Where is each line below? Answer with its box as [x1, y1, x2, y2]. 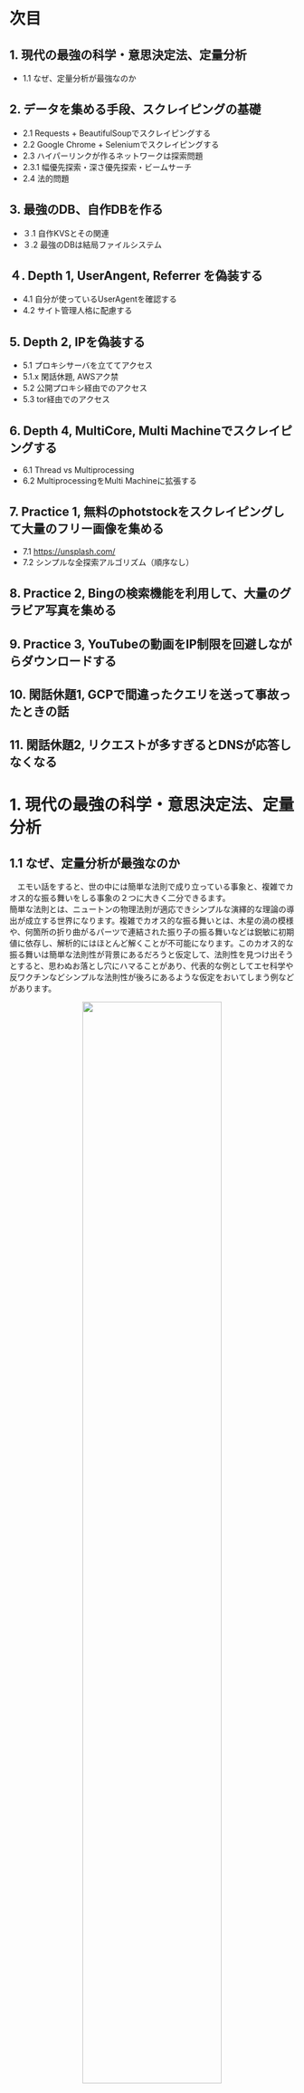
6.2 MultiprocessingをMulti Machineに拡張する [22, 475, 197, 486]
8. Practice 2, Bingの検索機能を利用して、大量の [9, 586, 280, 601]
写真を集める [44, 603, 117, 619]
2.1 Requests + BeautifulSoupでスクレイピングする [22, 128, 211, 139]
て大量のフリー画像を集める [9, 522, 165, 537]
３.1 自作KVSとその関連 [22, 227, 109, 238]
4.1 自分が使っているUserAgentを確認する [22, 293, 178, 304]
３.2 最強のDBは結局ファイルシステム [22, 239, 163, 250]
